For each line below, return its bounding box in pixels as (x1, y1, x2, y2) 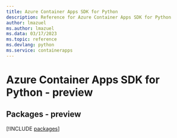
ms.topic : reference (6, 36, 58, 42)
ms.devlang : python (6, 42, 55, 48)
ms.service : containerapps (6, 48, 73, 54)
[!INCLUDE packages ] (6, 125, 60, 132)
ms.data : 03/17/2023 (6, 31, 58, 37)
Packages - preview (6, 109, 81, 120)
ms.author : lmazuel (6, 25, 55, 32)
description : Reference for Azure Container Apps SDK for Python (6, 14, 171, 20)
